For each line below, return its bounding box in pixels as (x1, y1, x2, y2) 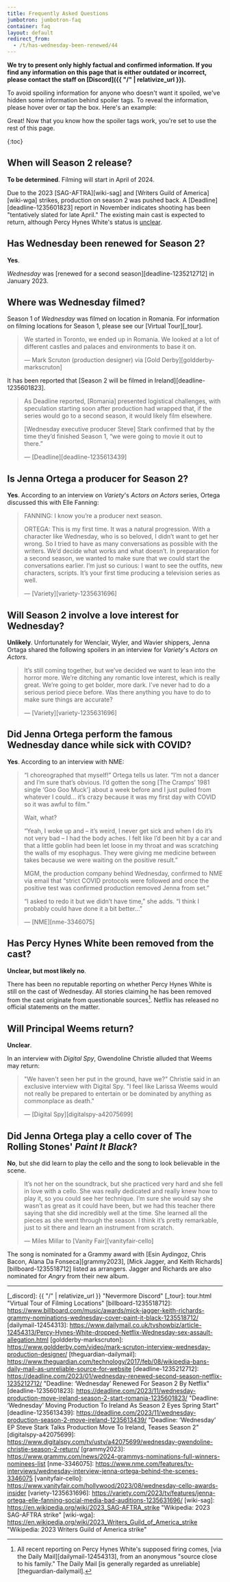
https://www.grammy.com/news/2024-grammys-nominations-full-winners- (7, 1452, 220, 1460)
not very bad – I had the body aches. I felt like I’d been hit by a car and (23, 834, 222, 842)
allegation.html (7, 1335, 49, 1344)
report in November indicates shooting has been (74, 203, 211, 212)
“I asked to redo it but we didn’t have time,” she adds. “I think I (23, 897, 200, 905)
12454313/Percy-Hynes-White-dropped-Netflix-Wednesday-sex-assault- (7, 1328, 214, 1336)
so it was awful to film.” (23, 800, 90, 808)
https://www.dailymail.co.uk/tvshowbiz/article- (69, 1320, 202, 1329)
